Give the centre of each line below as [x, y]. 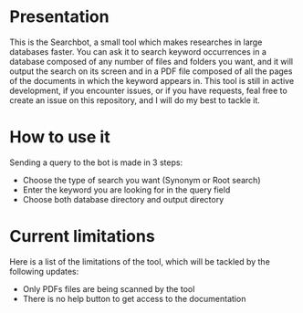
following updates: [44, 271]
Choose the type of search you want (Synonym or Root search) [142, 180]
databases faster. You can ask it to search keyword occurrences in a [138, 51]
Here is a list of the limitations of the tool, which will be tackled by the [140, 261]
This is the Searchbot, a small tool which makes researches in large [136, 42]
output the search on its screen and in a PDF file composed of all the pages [151, 71]
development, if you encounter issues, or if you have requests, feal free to [148, 90]
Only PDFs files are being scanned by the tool [109, 288]
